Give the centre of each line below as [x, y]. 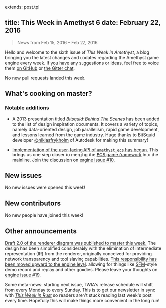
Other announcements [41, 231]
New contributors [33, 203]
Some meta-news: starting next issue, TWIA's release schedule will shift [79, 284]
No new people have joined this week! [44, 215]
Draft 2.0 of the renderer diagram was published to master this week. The [80, 243]
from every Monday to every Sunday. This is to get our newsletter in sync [80, 290]
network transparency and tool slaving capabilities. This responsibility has [81, 259]
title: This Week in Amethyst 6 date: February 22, [83, 23]
